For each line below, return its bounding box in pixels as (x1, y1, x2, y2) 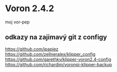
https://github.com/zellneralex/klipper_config (5, 51, 96, 57)
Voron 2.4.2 (5, 3, 55, 14)
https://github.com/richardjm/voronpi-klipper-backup (5, 61, 112, 67)
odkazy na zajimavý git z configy (5, 33, 107, 41)
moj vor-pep (5, 19, 30, 25)
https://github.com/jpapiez (5, 46, 58, 52)
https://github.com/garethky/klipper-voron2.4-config (5, 56, 111, 62)
